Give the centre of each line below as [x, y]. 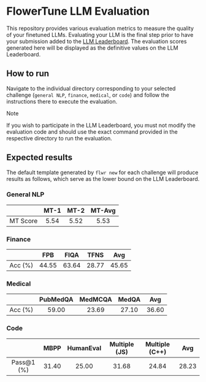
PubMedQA [56, 300]
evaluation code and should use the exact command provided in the [92, 132]
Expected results [39, 158]
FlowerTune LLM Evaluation [78, 11]
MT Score [24, 221]
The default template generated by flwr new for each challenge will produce [102, 172]
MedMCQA [96, 300]
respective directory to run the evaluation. [59, 138]
